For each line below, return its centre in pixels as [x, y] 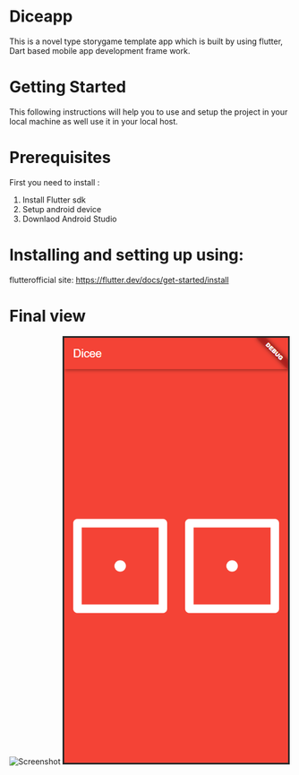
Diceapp [41, 17]
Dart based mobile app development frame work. [100, 50]
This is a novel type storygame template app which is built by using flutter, [146, 41]
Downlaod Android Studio [69, 219]
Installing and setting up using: [127, 255]
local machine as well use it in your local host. [94, 121]
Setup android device [62, 209]
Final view [48, 316]
